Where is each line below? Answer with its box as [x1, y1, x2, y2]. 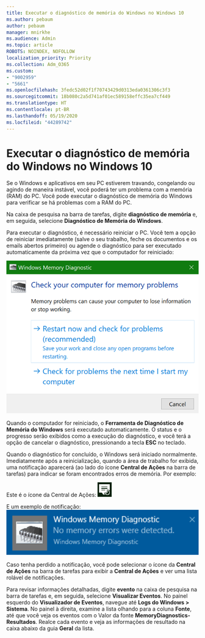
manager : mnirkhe [6, 29, 51, 35]
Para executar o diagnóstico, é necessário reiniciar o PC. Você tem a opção [6, 229, 196, 236]
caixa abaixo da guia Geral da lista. [6, 625, 95, 632]
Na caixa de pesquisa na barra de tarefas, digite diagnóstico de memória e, [6, 211, 198, 218]
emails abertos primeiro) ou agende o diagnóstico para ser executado [6, 242, 182, 250]
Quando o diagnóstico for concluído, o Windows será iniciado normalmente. [6, 451, 198, 458]
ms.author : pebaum [6, 16, 53, 23]
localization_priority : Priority [6, 55, 92, 61]
